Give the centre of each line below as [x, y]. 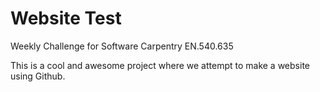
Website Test [66, 18]
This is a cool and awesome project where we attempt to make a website [160, 65]
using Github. [38, 76]
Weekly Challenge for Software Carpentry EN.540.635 [122, 46]
